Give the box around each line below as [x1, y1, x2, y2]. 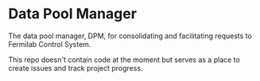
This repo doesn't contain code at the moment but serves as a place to [8, 55, 240, 64]
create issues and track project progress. [8, 63, 143, 72]
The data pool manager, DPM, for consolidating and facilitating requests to [8, 31, 252, 40]
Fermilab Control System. [8, 39, 91, 48]
